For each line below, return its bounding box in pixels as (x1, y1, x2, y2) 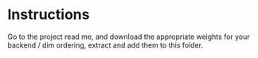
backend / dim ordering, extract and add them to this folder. (7, 40, 204, 49)
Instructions (7, 6, 90, 24)
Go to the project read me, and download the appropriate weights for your (7, 32, 250, 41)
